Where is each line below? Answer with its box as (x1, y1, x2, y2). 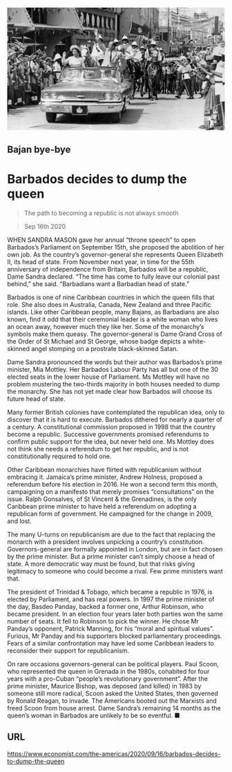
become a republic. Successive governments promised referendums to (7, 430, 209, 438)
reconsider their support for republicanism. (7, 646, 130, 655)
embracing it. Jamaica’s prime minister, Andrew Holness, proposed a (7, 473, 202, 481)
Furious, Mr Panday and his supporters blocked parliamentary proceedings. (7, 632, 222, 640)
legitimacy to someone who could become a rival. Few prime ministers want (7, 567, 223, 575)
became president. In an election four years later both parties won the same (7, 610, 223, 618)
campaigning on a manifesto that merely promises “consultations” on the (7, 487, 215, 496)
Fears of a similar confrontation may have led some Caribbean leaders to (7, 639, 214, 647)
